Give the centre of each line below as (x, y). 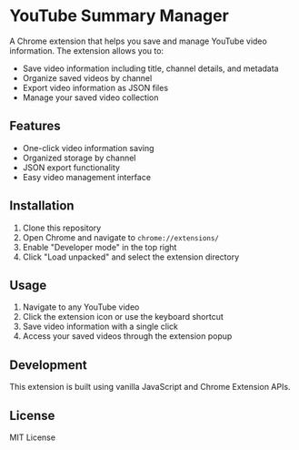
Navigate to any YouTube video (81, 307)
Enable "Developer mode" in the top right (100, 247)
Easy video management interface (87, 177)
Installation (42, 206)
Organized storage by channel (79, 158)
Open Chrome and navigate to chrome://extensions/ (121, 237)
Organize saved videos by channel (87, 77)
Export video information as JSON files (95, 87)
